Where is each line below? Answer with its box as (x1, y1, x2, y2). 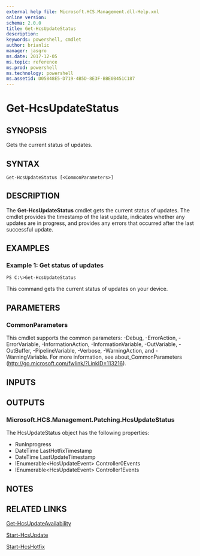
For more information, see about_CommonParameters (50, 353, 183, 360)
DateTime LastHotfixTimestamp (14, 447, 93, 455)
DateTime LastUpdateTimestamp (14, 453, 96, 461)
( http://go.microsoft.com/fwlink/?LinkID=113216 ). (6, 360, 127, 367)
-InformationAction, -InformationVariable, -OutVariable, (41, 341, 178, 348)
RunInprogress (14, 441, 51, 448)
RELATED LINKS (6, 504, 67, 514)
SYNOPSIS (6, 125, 47, 136)
